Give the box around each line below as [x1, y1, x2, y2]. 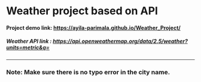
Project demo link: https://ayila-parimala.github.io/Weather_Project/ [6, 24, 181, 31]
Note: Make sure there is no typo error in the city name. [6, 68, 170, 76]
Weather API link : [6, 37, 52, 45]
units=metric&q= [6, 44, 50, 51]
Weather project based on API [6, 4, 159, 18]
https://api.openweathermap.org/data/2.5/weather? [53, 37, 188, 45]
